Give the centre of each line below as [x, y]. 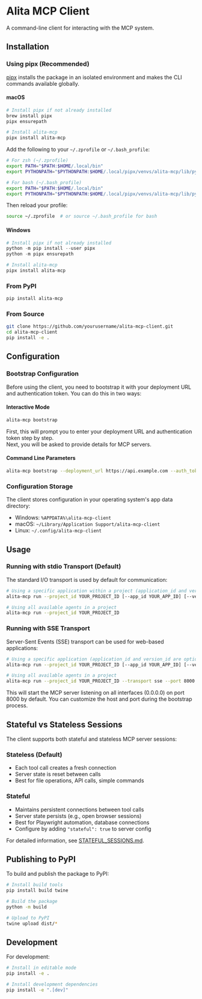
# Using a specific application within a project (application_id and [96, 591]
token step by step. [30, 438]
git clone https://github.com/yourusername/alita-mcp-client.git [90, 327]
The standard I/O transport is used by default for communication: [87, 579]
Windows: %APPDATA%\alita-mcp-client [63, 518]
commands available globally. [43, 83]
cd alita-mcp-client [32, 332]
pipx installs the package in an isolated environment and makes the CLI [94, 77]
